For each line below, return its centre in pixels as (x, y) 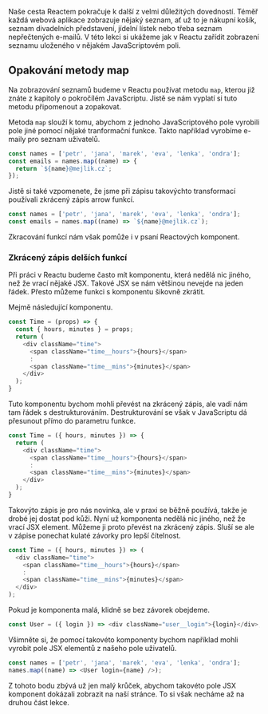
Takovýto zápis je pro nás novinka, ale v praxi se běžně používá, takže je (128, 510)
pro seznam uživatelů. (64, 139)
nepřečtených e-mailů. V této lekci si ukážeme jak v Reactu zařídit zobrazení (134, 37)
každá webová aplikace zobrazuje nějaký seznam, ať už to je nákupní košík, (132, 20)
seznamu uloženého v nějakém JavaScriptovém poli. (95, 45)
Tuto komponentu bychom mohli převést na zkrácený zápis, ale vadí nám (128, 404)
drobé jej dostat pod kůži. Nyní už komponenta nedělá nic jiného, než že (127, 519)
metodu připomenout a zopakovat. (65, 106)
